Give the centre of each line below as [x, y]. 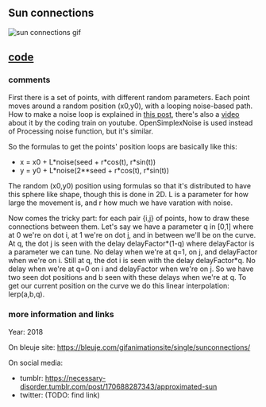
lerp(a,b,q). [27, 294]
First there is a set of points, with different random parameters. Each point [129, 97]
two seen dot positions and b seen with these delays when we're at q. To [127, 277]
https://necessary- [75, 378]
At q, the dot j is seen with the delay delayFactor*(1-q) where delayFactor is [131, 243]
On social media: [36, 362]
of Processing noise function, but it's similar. [81, 131]
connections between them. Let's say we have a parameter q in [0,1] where [131, 227]
